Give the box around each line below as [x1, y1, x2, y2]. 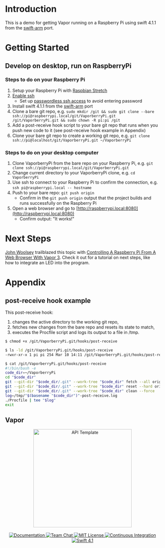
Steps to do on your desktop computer [5, 149, 99, 156]
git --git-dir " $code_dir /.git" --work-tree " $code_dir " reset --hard [5, 384, 153, 389]
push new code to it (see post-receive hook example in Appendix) [12, 127, 146, 133]
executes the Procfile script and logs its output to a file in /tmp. [12, 329, 139, 335]
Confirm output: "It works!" [19, 216, 75, 222]
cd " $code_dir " [5, 375, 36, 380]
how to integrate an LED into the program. [5, 260, 90, 266]
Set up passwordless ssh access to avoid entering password [19, 98, 142, 104]
